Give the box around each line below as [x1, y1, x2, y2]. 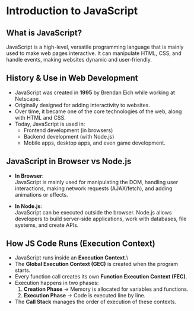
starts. [14, 267, 31, 274]
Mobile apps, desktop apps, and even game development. [23, 139, 166, 146]
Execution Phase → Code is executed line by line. [23, 292, 146, 299]
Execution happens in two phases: [14, 280, 99, 287]
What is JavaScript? [6, 28, 82, 38]
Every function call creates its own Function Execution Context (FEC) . [14, 273, 187, 280]
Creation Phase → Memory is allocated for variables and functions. [23, 286, 189, 293]
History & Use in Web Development [6, 73, 138, 84]
